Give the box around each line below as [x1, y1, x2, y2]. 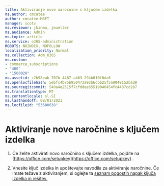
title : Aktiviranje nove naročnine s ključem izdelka [5, 7, 118, 12]
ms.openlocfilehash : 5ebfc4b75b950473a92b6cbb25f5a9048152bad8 [5, 80, 137, 85]
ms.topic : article [5, 35, 43, 40]
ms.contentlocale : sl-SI [5, 93, 56, 98]
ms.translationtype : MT [5, 89, 54, 94]
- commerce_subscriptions [5, 62, 58, 67]
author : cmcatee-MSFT [5, 16, 50, 21]
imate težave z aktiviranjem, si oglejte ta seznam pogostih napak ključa [12, 170, 156, 176]
